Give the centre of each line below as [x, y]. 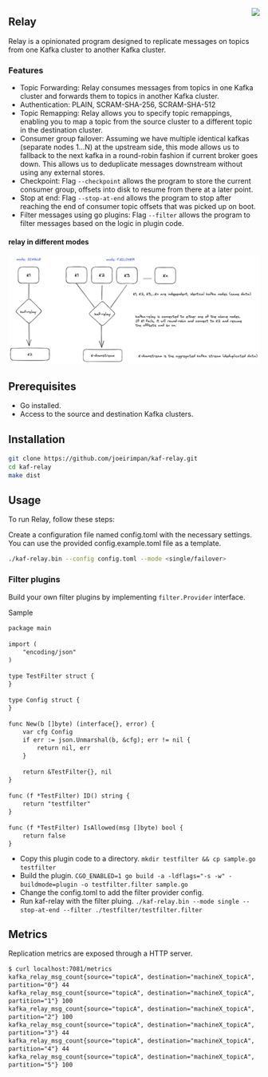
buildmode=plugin [49, 885]
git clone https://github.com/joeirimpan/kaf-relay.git [103, 458]
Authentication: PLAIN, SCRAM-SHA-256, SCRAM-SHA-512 [118, 105]
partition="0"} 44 [39, 985]
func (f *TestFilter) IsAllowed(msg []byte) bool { [96, 828]
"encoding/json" [50, 652]
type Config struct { [44, 700]
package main [30, 628]
